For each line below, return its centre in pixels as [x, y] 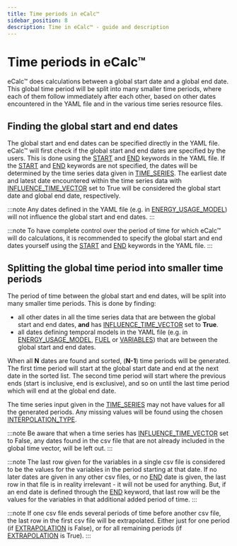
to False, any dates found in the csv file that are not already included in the [116, 440]
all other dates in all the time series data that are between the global [116, 317]
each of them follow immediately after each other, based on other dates [112, 97]
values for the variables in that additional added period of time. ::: [103, 499]
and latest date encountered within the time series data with [95, 181]
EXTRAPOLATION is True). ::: [49, 535]
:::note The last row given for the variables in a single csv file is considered [116, 462]
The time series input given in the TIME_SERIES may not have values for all [116, 404]
